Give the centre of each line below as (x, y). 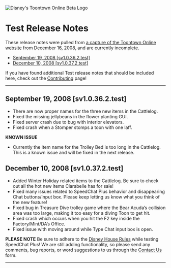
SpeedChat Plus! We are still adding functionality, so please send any (78, 244)
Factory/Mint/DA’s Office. (39, 224)
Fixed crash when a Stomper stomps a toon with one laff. (72, 127)
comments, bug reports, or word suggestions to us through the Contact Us (83, 250)
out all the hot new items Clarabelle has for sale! (63, 186)
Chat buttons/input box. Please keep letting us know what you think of (86, 197)
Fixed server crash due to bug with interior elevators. (68, 122)
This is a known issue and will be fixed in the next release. (74, 152)
